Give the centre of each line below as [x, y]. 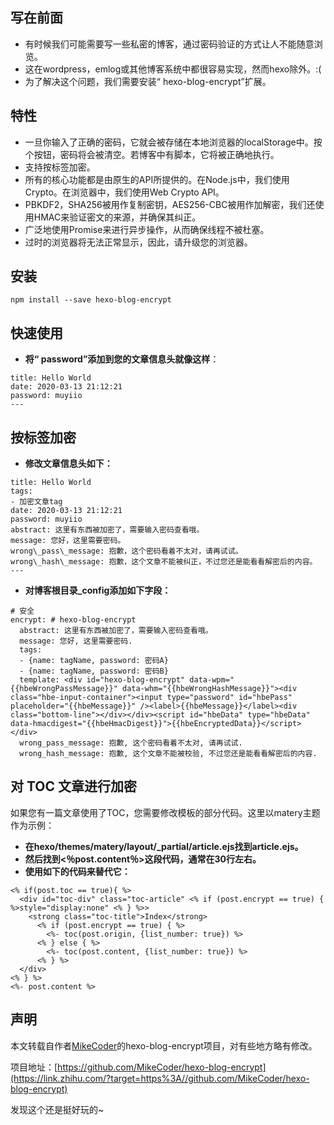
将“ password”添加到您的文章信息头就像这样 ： [122, 359]
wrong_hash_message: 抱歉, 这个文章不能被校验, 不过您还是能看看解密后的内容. [168, 754]
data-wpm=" [212, 680]
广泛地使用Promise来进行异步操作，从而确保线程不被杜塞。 [147, 229]
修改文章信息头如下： [68, 464]
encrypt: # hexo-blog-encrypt [73, 620]
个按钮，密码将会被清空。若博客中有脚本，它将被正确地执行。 [152, 154]
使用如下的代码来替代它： [77, 871]
